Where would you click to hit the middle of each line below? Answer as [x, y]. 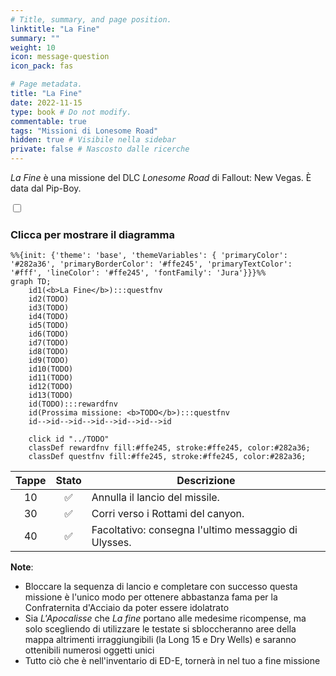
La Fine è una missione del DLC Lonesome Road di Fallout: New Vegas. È [161, 177]
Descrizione [206, 481]
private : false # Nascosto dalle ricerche [100, 149]
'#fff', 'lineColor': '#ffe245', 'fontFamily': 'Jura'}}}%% [138, 273]
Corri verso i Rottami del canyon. [168, 514]
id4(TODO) [49, 317]
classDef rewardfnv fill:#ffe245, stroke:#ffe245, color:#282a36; [169, 448]
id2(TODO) [49, 299]
